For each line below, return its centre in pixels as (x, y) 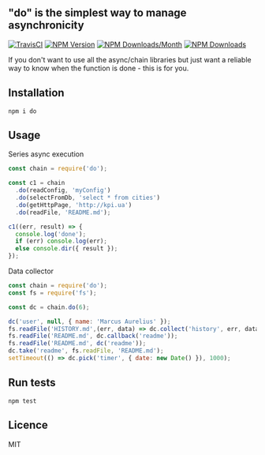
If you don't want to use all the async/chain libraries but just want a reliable (130, 59)
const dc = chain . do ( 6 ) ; (49, 307)
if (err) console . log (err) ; (62, 241)
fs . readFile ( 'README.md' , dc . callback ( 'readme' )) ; (93, 336)
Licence (28, 425)
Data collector (31, 271)
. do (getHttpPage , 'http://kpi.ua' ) (74, 205)
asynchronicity (46, 26)
